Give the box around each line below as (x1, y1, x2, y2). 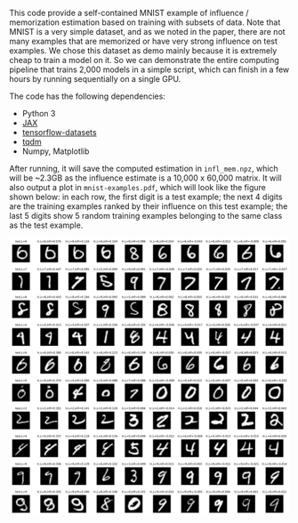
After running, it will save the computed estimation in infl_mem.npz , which (9, 164, 278, 173)
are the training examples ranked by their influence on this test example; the (9, 201, 288, 212)
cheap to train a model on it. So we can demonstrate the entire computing (9, 55, 280, 65)
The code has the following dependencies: (9, 91, 166, 101)
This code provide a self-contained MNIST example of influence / (9, 8, 249, 18)
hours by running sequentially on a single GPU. (9, 74, 181, 84)
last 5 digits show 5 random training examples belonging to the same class (9, 211, 283, 221)
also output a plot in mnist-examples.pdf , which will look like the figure (9, 182, 267, 192)
